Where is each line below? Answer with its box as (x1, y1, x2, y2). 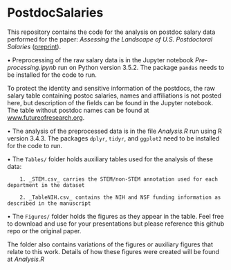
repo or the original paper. (7, 226, 82, 235)
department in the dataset (7, 181, 85, 188)
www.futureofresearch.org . (7, 113, 85, 122)
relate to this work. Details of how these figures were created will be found (7, 247, 220, 255)
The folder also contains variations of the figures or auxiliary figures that (7, 240, 213, 249)
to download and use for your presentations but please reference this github (7, 219, 225, 228)
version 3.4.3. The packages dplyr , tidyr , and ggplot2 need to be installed (7, 134, 220, 143)
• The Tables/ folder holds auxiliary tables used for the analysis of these (7, 154, 214, 163)
